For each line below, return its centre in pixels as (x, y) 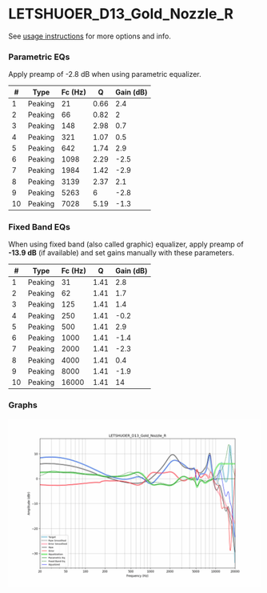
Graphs (23, 405)
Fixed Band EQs (39, 226)
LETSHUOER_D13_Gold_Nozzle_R (121, 14)
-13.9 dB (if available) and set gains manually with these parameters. (121, 253)
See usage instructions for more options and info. (90, 36)
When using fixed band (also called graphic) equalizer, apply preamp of (126, 244)
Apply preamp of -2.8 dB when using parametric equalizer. (105, 74)
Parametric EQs (39, 57)
